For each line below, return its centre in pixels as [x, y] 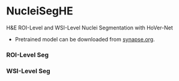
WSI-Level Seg [28, 71]
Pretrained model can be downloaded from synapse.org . [85, 39]
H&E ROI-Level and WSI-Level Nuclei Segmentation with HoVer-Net [89, 28]
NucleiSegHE [40, 11]
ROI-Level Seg [28, 55]
